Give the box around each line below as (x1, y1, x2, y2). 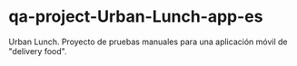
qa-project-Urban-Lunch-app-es (8, 6, 263, 27)
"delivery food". (8, 45, 67, 56)
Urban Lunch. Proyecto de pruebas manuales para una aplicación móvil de (8, 36, 288, 47)
